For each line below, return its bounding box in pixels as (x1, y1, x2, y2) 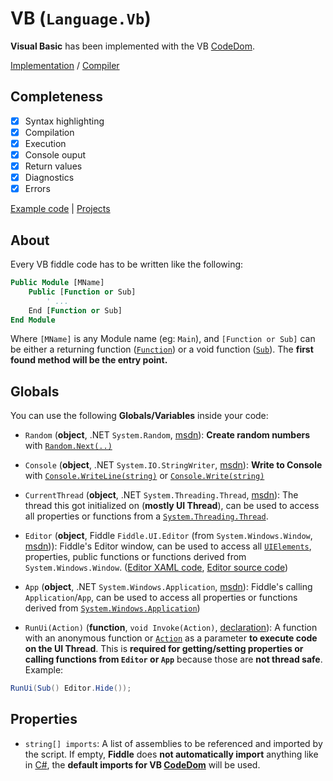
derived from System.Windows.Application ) (24, 602, 201, 614)
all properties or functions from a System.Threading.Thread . (24, 510, 269, 522)
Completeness (10, 88, 104, 106)
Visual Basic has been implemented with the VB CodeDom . (10, 40, 255, 52)
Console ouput (24, 148, 87, 161)
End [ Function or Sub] (28, 305, 123, 316)
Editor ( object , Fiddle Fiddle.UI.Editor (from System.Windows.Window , (24, 530, 313, 542)
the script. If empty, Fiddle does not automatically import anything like (24, 748, 319, 760)
